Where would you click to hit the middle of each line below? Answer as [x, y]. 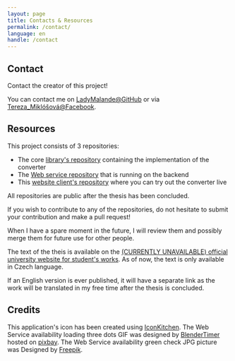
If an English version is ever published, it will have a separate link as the [111, 280]
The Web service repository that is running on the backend [103, 174]
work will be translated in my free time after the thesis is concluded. [106, 288]
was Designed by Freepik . [45, 349]
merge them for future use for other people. [71, 238]
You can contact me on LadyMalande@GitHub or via [84, 99]
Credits [24, 310]
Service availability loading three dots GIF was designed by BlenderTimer [114, 334]
